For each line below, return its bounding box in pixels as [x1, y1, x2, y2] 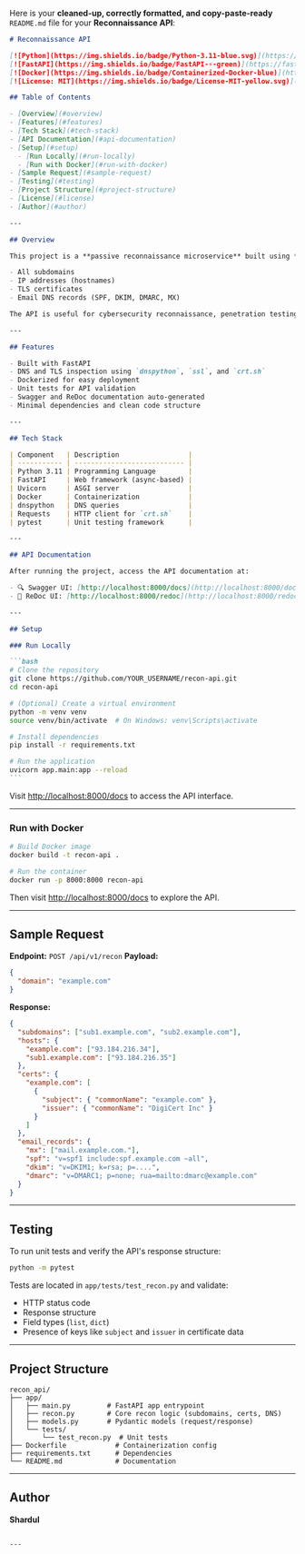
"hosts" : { [17, 1035, 59, 1045]
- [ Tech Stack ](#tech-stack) [9, 126, 120, 135]
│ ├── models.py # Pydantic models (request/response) [9, 1417, 254, 1426]
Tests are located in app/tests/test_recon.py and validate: [9, 1280, 229, 1291]
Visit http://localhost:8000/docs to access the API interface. [9, 790, 234, 801]
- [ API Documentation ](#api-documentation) [9, 134, 177, 144]
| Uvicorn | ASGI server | [9, 484, 193, 493]
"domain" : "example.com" [17, 976, 112, 986]
